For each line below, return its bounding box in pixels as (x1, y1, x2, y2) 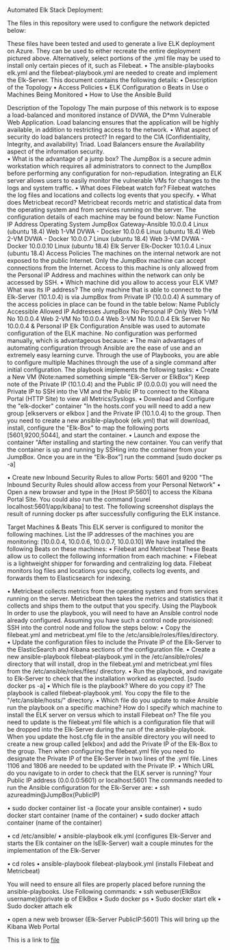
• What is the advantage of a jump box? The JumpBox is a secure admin (7, 155, 211, 163)
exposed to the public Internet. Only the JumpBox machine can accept (7, 257, 207, 264)
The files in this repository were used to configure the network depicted (7, 19, 210, 27)
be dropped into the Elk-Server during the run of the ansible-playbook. (7, 726, 207, 733)
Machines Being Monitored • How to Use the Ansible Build (7, 90, 172, 99)
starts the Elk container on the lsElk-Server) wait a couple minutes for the (7, 839, 214, 847)
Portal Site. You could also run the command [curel (7, 496, 151, 503)
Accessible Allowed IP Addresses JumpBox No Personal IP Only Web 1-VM (7, 307, 218, 316)
